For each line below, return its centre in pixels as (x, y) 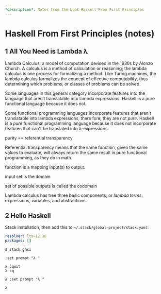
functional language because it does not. (46, 104)
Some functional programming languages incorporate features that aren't (78, 113)
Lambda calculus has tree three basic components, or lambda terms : (74, 195)
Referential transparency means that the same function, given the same (76, 147)
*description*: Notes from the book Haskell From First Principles (75, 9)
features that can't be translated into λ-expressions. (57, 128)
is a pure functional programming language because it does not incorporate (80, 123)
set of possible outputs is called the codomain (51, 186)
